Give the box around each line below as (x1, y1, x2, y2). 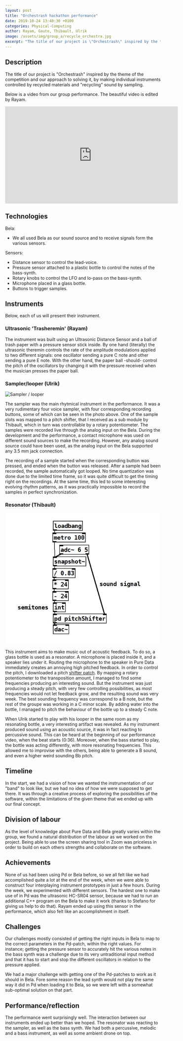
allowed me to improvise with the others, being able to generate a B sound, (5, 747, 157, 753)
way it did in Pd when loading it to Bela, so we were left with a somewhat (5, 982, 153, 988)
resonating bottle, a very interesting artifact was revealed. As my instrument (5, 721, 159, 727)
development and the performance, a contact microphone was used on (5, 432, 150, 438)
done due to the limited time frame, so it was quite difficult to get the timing (5, 473, 158, 479)
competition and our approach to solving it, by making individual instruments (5, 76, 161, 82)
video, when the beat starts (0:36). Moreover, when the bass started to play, (5, 737, 160, 743)
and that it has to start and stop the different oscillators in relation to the (5, 957, 151, 963)
